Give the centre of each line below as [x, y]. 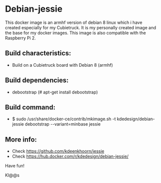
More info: [21, 139]
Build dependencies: [37, 81]
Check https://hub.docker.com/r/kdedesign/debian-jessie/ [70, 156]
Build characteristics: [38, 53]
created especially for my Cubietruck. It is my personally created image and [81, 27]
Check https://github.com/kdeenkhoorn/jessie [58, 151]
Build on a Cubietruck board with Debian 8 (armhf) [62, 65]
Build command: [30, 107]
